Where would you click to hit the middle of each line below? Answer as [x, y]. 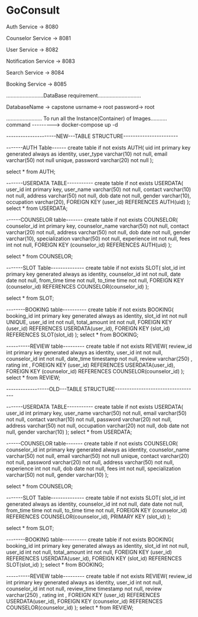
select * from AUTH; [31, 172]
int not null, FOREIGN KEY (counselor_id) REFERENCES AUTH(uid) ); [89, 245]
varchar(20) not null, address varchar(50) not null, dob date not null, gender [98, 232]
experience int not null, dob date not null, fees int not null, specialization [94, 469]
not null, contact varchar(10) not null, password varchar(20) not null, [89, 419]
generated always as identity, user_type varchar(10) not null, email [87, 154]
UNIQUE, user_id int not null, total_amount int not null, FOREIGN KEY [89, 322]
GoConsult [33, 10]
